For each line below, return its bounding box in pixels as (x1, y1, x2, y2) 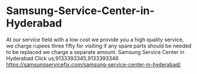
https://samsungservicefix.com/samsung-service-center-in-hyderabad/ (6, 60, 181, 68)
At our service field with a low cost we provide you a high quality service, (6, 36, 184, 43)
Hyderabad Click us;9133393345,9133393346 (6, 55, 119, 62)
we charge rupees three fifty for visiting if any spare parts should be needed (6, 42, 192, 49)
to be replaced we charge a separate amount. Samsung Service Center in (6, 48, 185, 55)
